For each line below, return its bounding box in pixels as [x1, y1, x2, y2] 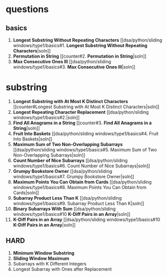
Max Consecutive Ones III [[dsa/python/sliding [13, 59, 112, 64]
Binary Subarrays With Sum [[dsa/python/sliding [13, 206, 116, 212]
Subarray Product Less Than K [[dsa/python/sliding [13, 195, 122, 201]
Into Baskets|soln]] [13, 135, 52, 142]
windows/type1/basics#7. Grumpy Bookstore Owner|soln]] [13, 173, 134, 179]
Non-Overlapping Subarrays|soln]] [13, 152, 85, 158]
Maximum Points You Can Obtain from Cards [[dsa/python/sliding [13, 178, 152, 185]
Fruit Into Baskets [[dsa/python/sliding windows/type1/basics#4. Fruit [13, 130, 158, 136]
